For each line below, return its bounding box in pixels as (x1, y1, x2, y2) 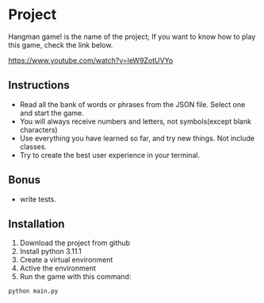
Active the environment (19, 263, 97, 273)
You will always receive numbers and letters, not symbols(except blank (19, 117, 252, 126)
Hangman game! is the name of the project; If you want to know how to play (8, 32, 256, 41)
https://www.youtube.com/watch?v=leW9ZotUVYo (8, 56, 174, 65)
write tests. (19, 194, 57, 204)
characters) (19, 125, 58, 134)
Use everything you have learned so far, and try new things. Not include (19, 133, 255, 143)
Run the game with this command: (19, 272, 132, 282)
